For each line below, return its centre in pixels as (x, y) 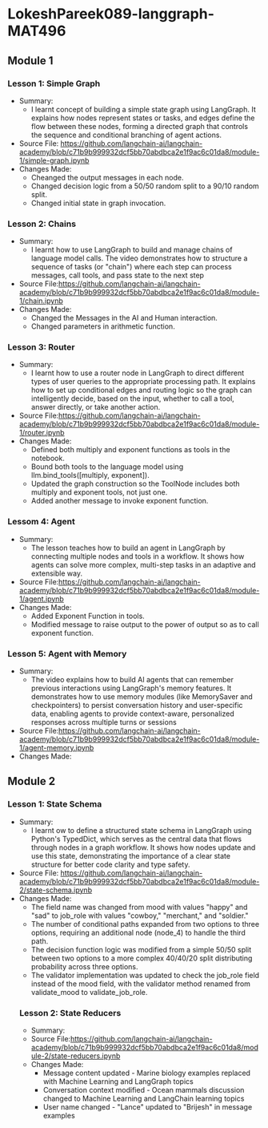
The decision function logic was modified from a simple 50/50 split (141, 949)
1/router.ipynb (42, 433)
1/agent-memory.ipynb (56, 748)
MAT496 (37, 31)
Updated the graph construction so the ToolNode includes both (135, 484)
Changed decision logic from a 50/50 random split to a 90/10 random (145, 186)
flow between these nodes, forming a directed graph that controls (140, 126)
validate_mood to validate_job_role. (89, 992)
